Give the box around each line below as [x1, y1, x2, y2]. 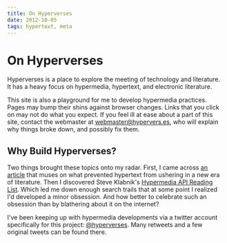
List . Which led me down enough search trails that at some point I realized [7, 185, 218, 193]
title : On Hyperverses [7, 10, 72, 17]
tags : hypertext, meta [7, 23, 72, 30]
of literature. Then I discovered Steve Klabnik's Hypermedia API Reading [7, 178, 213, 187]
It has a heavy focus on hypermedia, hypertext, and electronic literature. [7, 83, 213, 91]
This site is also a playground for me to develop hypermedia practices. [7, 96, 207, 104]
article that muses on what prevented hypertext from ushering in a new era [7, 171, 220, 179]
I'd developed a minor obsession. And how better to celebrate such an [7, 193, 207, 201]
